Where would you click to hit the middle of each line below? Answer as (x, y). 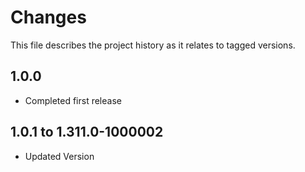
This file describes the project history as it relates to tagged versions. (153, 45)
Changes (48, 17)
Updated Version (59, 156)
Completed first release (73, 100)
